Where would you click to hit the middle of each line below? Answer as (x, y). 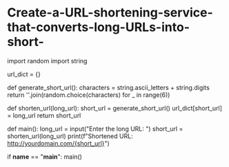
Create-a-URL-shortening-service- (110, 13)
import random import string (47, 60)
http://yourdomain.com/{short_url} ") (59, 143)
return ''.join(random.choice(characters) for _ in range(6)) (89, 95)
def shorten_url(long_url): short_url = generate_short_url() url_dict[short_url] (115, 108)
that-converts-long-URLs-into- (98, 27)
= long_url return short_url (44, 115)
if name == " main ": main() (45, 157)
